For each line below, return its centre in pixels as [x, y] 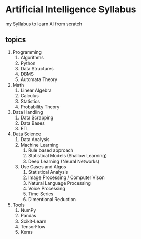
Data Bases [32, 123]
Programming [27, 52]
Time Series [41, 194]
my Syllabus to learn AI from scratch [44, 24]
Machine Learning [39, 145]
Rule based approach [51, 150]
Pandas [28, 215]
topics [16, 40]
